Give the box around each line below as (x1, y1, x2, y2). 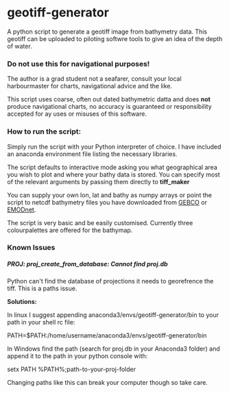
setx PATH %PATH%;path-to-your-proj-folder (7, 365, 136, 374)
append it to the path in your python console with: (7, 352, 148, 360)
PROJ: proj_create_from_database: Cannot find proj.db (7, 260, 168, 268)
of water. (7, 42, 32, 50)
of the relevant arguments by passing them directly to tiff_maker (7, 177, 190, 186)
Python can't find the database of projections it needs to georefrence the (7, 277, 214, 286)
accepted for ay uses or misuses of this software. (7, 110, 147, 118)
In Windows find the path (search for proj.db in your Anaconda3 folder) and (7, 344, 221, 353)
